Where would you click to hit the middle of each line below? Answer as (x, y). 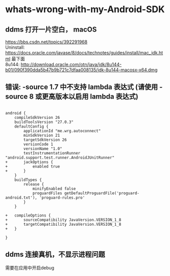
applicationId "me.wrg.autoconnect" (62, 131)
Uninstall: (15, 47)
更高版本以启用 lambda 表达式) (90, 97)
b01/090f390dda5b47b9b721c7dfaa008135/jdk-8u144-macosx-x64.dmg (81, 70)
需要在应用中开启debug (30, 267)
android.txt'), (21, 197)
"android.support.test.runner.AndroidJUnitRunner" (60, 158)
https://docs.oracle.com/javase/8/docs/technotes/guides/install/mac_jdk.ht (84, 53)
